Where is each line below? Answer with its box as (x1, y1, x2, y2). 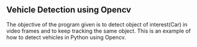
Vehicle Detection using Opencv (6, 5, 131, 15)
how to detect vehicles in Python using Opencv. (6, 33, 126, 41)
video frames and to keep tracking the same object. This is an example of (6, 27, 191, 34)
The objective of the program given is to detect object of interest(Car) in (6, 20, 188, 28)
